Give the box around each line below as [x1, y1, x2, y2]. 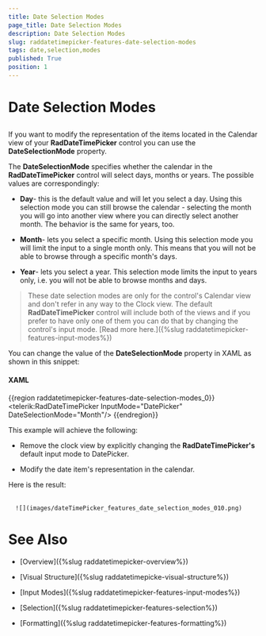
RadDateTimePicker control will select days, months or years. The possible [8, 171, 255, 180]
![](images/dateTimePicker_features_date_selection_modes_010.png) [15, 504, 243, 512]
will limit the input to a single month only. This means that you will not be [19, 243, 256, 253]
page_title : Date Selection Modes [8, 21, 123, 29]
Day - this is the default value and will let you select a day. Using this [19, 195, 243, 204]
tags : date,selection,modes [8, 46, 101, 55]
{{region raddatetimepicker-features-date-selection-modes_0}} [8, 393, 215, 403]
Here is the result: [8, 480, 66, 489]
